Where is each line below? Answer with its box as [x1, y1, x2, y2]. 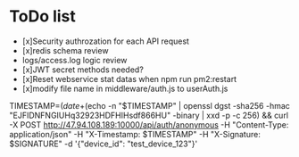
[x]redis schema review [21, 45, 109, 55]
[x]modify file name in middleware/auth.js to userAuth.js [21, 83, 228, 94]
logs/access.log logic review [21, 54, 128, 65]
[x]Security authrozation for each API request [21, 36, 190, 46]
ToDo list [9, 6, 76, 27]
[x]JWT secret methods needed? [21, 64, 145, 75]
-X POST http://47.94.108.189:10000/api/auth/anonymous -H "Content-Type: [9, 119, 289, 130]
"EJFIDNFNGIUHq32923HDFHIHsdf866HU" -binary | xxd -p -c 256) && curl [9, 110, 288, 120]
